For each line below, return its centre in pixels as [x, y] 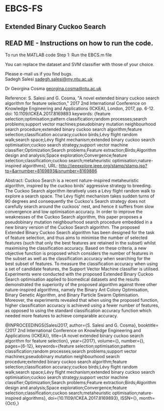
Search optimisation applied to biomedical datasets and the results [72, 279]
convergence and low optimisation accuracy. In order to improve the [74, 212]
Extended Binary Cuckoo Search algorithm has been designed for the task [80, 233]
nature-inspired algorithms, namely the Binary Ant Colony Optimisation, [77, 290]
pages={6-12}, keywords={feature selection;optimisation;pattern [70, 346]
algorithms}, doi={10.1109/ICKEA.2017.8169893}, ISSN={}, [80, 398]
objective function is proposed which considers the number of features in [79, 253]
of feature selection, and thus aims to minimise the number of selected [76, 238]
